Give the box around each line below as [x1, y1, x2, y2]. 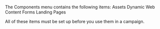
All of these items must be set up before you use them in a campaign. [5, 19, 145, 24]
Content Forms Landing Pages [5, 9, 66, 15]
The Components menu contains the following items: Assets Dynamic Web [5, 4, 155, 10]
